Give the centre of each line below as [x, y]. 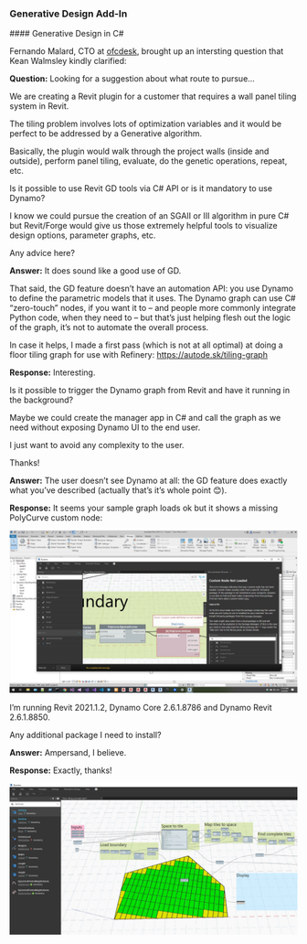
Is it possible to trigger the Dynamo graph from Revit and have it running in [150, 391]
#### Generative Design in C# [67, 34]
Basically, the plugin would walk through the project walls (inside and [139, 151]
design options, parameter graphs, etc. [83, 235]
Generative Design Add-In [69, 14]
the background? [42, 400]
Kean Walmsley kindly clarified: [68, 61]
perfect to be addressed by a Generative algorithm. [106, 134]
